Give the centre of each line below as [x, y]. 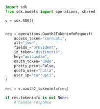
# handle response [33, 102]
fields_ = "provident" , [36, 48]
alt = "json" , [26, 43]
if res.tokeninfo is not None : [37, 98]
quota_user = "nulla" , [35, 71]
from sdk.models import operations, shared [50, 12]
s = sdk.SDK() [20, 20]
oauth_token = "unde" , [35, 61]
